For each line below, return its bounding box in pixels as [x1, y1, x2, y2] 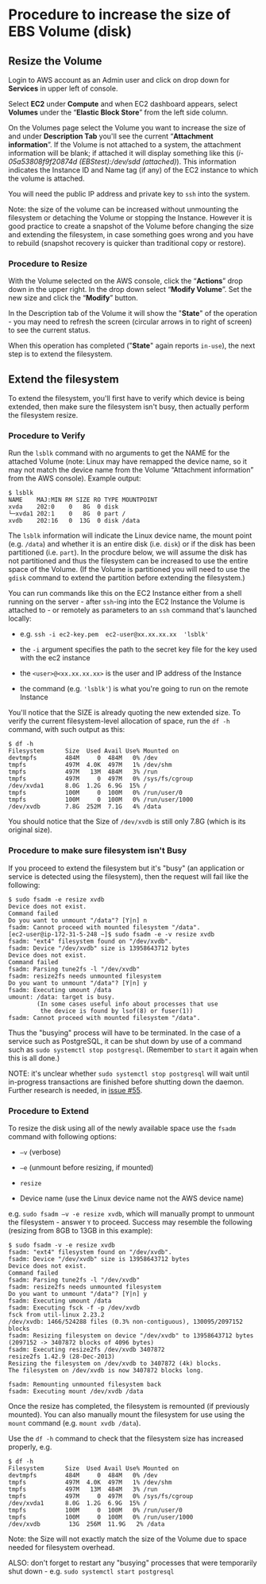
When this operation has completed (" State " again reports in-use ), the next [8, 341, 256, 351]
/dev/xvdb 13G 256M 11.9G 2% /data [8, 1520, 165, 1528]
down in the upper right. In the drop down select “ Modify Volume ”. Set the [8, 285, 253, 294]
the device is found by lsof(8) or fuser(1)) [40, 1006, 194, 1015]
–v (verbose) [19, 1147, 61, 1157]
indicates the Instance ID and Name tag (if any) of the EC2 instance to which [8, 165, 259, 174]
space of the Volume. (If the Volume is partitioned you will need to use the [8, 565, 250, 574]
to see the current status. [8, 325, 91, 335]
